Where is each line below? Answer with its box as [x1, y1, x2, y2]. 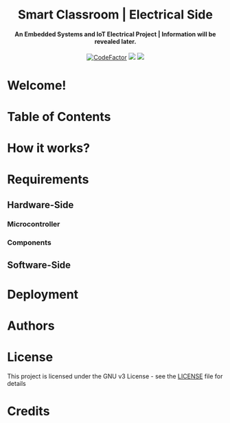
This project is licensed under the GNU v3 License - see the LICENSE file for [7, 372, 223, 380]
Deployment [7, 286, 79, 302]
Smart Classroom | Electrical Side [18, 7, 213, 23]
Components [7, 238, 51, 247]
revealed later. [94, 37, 137, 45]
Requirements [7, 172, 89, 187]
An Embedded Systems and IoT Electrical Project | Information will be [14, 30, 216, 38]
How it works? [7, 140, 91, 156]
